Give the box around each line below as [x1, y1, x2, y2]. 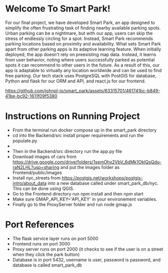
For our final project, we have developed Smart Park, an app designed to [5, 19, 155, 25]
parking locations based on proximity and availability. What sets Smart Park [5, 40, 161, 46]
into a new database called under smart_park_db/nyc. [47, 180, 159, 186]
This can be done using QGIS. [12, 185, 74, 191]
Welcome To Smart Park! [5, 3, 111, 14]
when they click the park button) [12, 251, 80, 257]
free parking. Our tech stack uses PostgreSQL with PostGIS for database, [5, 72, 157, 78]
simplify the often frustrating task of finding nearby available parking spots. [5, 24, 161, 30]
